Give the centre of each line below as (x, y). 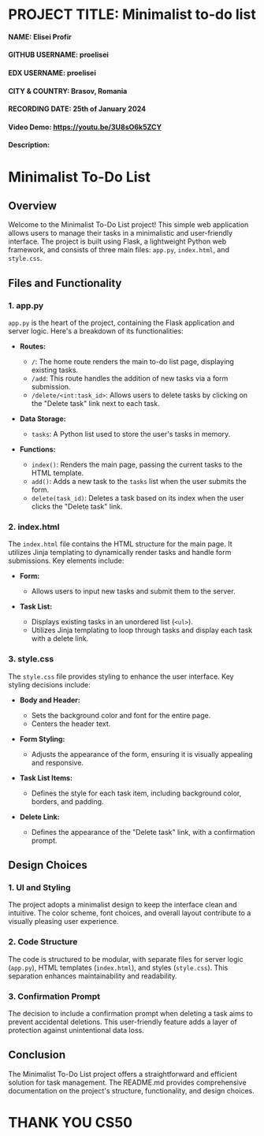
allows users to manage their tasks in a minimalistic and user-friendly (121, 233)
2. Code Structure (43, 942)
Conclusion (37, 1055)
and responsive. (58, 762)
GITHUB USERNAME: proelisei (58, 55)
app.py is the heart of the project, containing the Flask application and (121, 323)
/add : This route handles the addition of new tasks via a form (130, 378)
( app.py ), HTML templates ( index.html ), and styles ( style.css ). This (118, 967)
